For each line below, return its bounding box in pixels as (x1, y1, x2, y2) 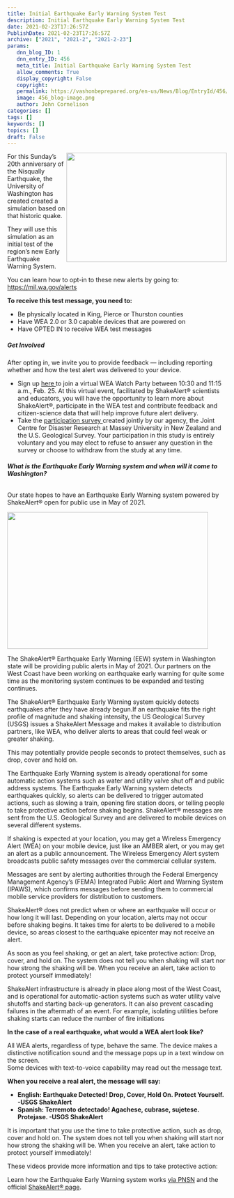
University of (7, 182, 45, 190)
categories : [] (7, 107, 52, 114)
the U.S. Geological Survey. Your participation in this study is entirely (17, 431, 214, 440)
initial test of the (7, 240, 54, 248)
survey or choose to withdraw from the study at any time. (17, 446, 182, 454)
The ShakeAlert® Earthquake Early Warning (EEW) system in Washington (7, 654, 216, 663)
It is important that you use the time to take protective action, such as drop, (7, 1126, 223, 1135)
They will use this (7, 225, 57, 233)
